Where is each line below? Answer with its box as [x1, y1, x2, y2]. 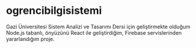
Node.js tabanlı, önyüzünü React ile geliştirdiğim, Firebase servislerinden [6, 29, 182, 36]
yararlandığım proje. [6, 35, 55, 42]
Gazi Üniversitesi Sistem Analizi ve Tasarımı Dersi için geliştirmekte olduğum [6, 23, 191, 30]
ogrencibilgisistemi [6, 4, 102, 17]
